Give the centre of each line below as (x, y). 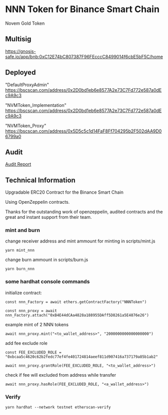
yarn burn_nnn (20, 269)
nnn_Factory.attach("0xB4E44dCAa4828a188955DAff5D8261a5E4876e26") (77, 315)
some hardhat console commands (48, 282)
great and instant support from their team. (48, 217)
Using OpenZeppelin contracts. (38, 202)
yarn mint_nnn (20, 251)
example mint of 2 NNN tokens (37, 324)
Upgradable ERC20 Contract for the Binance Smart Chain (64, 192)
